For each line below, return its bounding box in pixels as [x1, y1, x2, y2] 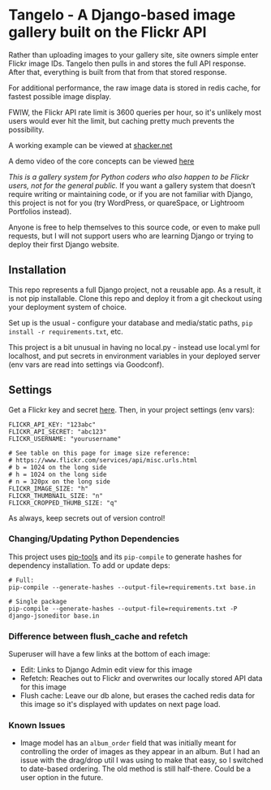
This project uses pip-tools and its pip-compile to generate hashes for [8, 552, 243, 561]
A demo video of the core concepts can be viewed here [8, 156, 195, 166]
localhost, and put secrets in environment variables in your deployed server [8, 351, 261, 360]
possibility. [8, 124, 45, 134]
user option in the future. [19, 773, 104, 783]
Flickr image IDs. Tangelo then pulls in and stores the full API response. [8, 59, 247, 68]
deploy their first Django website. [8, 239, 119, 249]
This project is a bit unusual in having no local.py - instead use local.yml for [8, 342, 260, 351]
